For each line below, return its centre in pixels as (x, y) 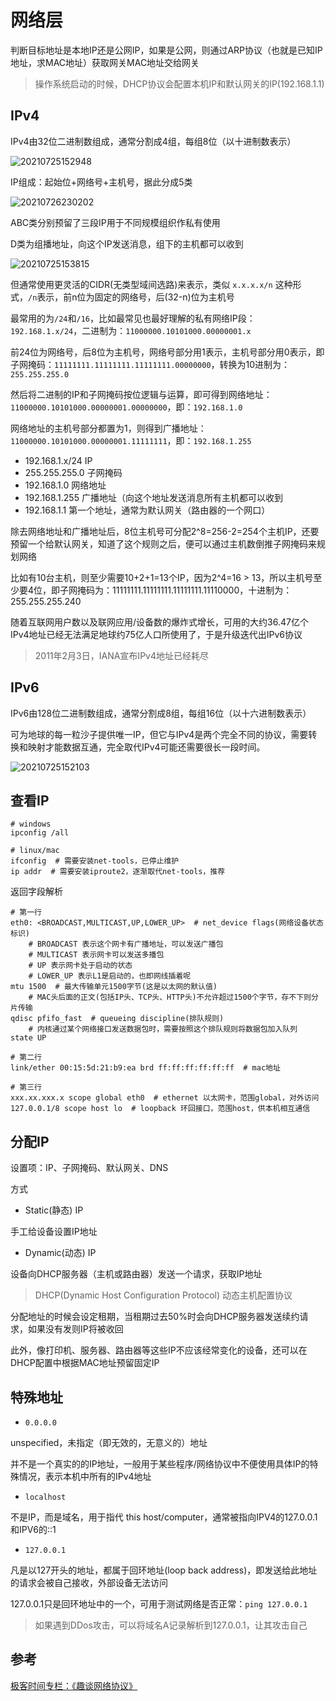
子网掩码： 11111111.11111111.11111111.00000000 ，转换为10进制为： (150, 364)
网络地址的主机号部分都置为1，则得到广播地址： (108, 428)
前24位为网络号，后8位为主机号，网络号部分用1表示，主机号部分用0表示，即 (167, 352)
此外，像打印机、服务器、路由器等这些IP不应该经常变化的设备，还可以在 (159, 1350)
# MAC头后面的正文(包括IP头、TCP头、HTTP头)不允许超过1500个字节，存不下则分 (173, 997)
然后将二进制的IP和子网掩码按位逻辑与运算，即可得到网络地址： (141, 394)
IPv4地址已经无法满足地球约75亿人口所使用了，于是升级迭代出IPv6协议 (156, 634)
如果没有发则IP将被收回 (75, 1329)
